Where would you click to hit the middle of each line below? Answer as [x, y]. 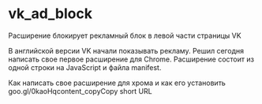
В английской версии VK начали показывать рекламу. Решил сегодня [126, 50]
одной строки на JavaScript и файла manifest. [85, 67]
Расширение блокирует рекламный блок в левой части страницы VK [125, 35]
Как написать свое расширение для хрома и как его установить [117, 83]
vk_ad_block [51, 14]
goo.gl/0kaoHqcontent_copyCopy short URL [80, 91]
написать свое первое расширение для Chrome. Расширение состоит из [131, 59]
